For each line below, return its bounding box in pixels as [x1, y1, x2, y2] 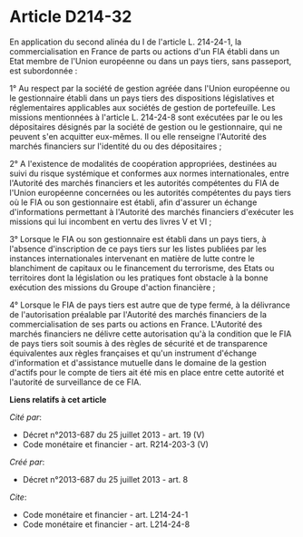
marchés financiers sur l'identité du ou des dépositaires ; [9, 141, 222, 151]
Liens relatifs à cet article [9, 394, 107, 405]
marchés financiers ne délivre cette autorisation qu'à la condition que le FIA [9, 328, 292, 339]
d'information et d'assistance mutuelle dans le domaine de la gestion [9, 356, 267, 368]
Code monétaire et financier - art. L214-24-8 [22, 519, 191, 530]
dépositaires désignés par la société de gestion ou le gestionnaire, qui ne [9, 121, 283, 132]
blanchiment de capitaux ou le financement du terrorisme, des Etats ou [9, 262, 275, 273]
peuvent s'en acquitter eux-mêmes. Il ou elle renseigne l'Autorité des [9, 131, 268, 142]
